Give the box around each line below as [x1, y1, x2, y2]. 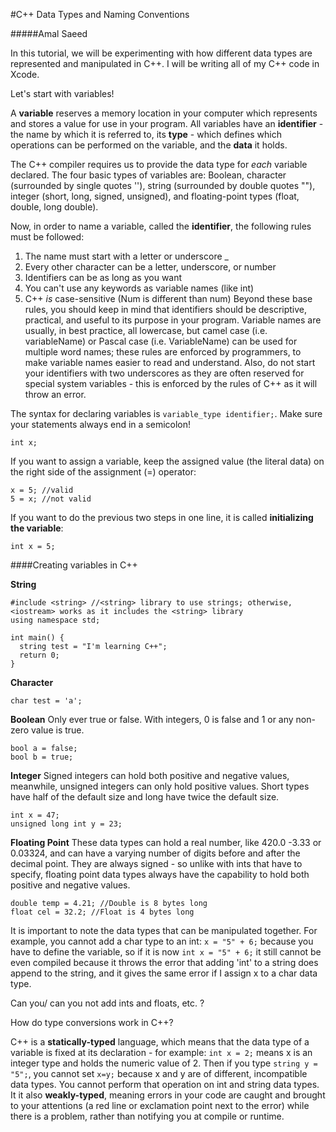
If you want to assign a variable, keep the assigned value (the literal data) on [10, 455, 325, 467]
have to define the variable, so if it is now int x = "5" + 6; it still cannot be [10, 946, 322, 958]
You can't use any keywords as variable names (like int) [24, 282, 255, 294]
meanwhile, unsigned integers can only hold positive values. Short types [10, 780, 310, 792]
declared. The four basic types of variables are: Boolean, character [10, 169, 287, 181]
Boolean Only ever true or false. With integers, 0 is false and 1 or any [10, 714, 294, 725]
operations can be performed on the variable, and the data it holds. [10, 139, 288, 151]
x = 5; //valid [10, 485, 74, 495]
